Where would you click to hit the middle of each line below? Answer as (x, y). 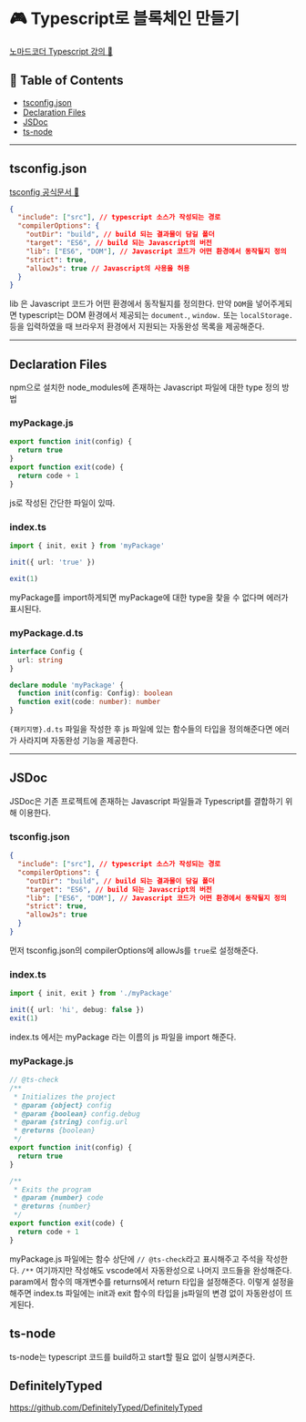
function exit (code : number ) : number (89, 702)
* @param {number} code (58, 1198)
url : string (41, 660)
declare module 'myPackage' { (67, 685)
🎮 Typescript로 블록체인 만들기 (124, 19)
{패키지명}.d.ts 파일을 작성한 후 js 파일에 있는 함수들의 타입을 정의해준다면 (141, 729)
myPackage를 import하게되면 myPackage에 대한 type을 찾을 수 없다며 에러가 (149, 597)
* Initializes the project (65, 1097)
